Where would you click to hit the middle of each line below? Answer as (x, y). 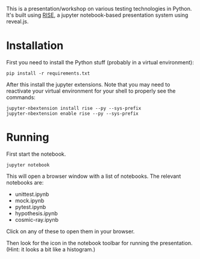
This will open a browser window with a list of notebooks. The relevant (94, 176)
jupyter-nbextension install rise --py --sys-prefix (74, 108)
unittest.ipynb (32, 194)
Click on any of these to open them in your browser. (70, 231)
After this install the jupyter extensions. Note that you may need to (88, 84)
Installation (35, 46)
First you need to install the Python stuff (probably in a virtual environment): (100, 62)
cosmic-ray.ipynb (37, 219)
